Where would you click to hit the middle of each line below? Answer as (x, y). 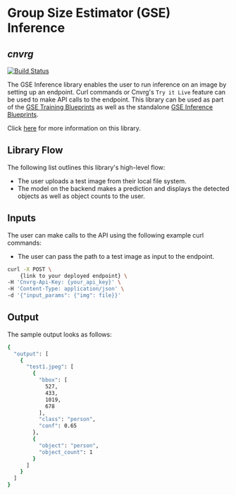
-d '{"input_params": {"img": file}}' (64, 295)
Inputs (22, 218)
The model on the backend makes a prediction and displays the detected (123, 188)
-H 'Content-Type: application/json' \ (66, 289)
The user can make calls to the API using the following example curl (106, 235)
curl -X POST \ (30, 269)
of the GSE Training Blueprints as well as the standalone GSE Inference (110, 107)
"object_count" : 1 (66, 452)
